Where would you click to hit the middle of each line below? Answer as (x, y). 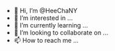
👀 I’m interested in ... (43, 18)
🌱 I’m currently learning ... (51, 25)
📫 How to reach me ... (46, 40)
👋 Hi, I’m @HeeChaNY (46, 11)
